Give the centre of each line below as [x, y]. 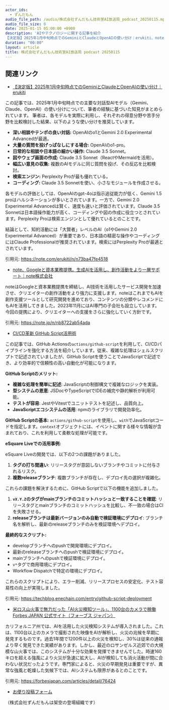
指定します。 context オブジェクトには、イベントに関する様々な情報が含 [88, 427]
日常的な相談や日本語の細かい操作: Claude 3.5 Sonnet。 [70, 151]
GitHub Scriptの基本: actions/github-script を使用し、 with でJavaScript [80, 420]
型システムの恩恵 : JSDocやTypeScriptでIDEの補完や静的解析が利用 [81, 391]
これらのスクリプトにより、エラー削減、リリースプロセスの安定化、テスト [82, 582]
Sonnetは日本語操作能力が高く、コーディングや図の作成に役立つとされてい [83, 213]
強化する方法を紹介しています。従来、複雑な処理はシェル [91, 350]
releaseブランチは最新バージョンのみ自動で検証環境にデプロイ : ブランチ [88, 518]
